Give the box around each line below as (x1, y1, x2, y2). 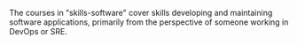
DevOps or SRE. (9, 26, 68, 36)
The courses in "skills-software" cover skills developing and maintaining (9, 8, 273, 18)
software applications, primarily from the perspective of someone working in (9, 17, 289, 27)
